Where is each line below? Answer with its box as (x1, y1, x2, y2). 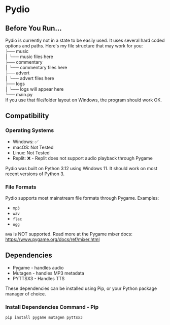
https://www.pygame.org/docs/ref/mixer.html (5, 236, 100, 242)
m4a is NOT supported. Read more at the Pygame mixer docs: (5, 231, 133, 237)
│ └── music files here (5, 53, 53, 60)
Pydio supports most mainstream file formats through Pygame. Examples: (5, 195, 159, 201)
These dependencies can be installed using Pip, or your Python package (5, 285, 157, 291)
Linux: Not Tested (12, 149, 50, 156)
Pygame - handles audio (12, 264, 64, 270)
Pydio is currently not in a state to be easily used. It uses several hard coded (5, 37, 165, 43)
